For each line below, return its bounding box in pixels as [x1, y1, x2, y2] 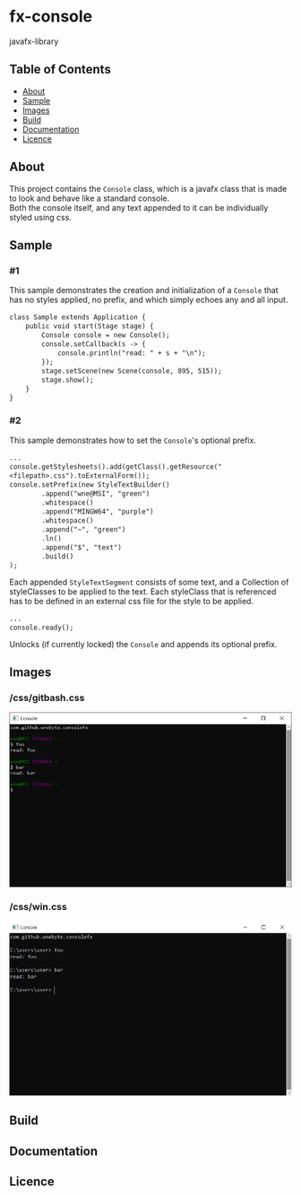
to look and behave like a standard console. [9, 193, 170, 203]
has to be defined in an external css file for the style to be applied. [9, 595, 254, 606]
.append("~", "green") [41, 524, 126, 534]
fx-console [9, 6, 93, 27]
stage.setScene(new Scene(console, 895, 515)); [41, 367, 222, 376]
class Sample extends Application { [9, 313, 146, 322]
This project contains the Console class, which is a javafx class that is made [9, 183, 288, 194]
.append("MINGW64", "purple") [41, 507, 154, 516]
